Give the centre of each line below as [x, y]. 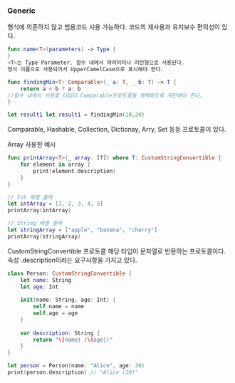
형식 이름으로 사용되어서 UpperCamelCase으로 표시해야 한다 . [86, 69]
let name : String [46, 280]
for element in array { [56, 165]
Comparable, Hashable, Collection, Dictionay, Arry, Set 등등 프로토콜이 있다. [117, 130]
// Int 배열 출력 [30, 197]
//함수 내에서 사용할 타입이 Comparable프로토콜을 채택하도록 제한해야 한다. [105, 95]
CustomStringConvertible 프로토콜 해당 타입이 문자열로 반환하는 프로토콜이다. [117, 251]
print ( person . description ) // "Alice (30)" [73, 372]
